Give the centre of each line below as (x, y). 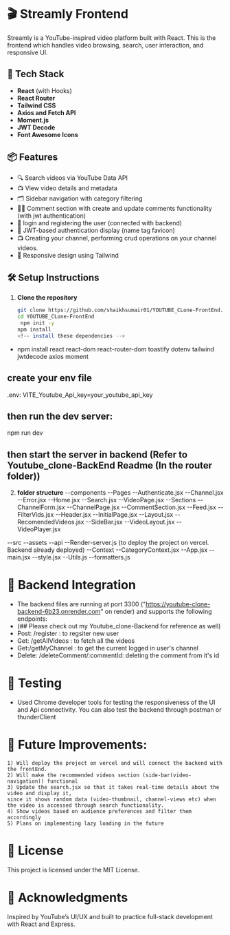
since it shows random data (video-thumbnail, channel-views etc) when (112, 799)
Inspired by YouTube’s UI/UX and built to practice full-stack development (110, 916)
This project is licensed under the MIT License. (73, 870)
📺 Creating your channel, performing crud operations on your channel (117, 238)
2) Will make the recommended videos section (73, 775)
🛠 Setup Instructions (53, 277)
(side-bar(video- (167, 775)
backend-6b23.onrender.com (59, 612)
